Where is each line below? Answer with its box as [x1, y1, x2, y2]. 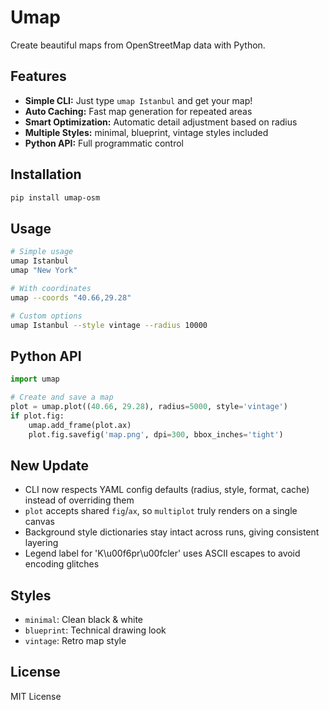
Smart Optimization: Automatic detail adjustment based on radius [24, 116, 298, 128]
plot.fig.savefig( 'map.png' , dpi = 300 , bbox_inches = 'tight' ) [28, 429, 284, 440]
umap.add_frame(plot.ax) [28, 420, 132, 430]
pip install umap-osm [10, 192, 101, 203]
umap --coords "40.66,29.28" [10, 292, 132, 303]
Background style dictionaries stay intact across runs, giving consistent [24, 526, 320, 538]
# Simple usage [10, 247, 74, 257]
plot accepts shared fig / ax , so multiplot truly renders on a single [24, 505, 298, 517]
